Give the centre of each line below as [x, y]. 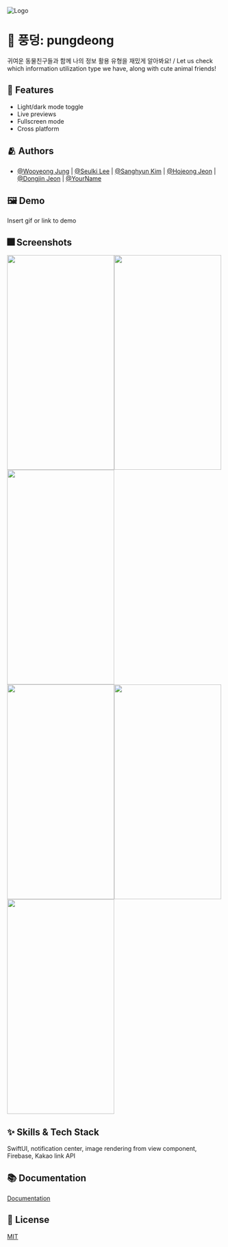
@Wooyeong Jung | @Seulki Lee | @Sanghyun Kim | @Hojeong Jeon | [116, 171]
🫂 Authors [30, 151]
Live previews [37, 114]
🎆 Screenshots [40, 242]
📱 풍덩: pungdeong [61, 41]
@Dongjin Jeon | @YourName [59, 178]
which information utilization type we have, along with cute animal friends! [112, 68]
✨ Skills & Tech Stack [53, 1132]
